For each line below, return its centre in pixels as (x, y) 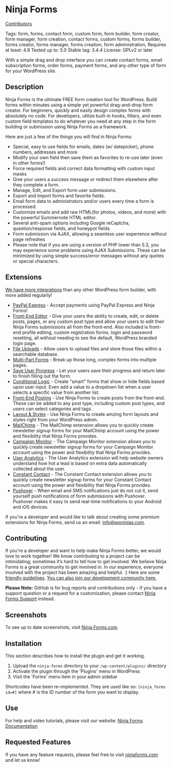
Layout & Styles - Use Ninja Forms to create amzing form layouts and (85, 414)
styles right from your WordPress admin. (55, 419)
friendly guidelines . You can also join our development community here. (81, 578)
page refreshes (29, 239)
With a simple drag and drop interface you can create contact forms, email (84, 60)
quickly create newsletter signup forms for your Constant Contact (82, 480)
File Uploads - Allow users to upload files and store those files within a (87, 349)
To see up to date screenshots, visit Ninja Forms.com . (62, 627)
